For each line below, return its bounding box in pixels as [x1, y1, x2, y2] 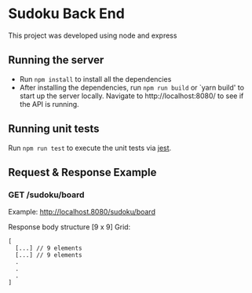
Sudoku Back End [8, 5, 126, 23]
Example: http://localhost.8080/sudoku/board [8, 207, 155, 217]
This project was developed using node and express [8, 31, 177, 40]
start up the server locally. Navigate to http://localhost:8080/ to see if [19, 91, 244, 101]
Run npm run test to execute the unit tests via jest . [8, 143, 172, 152]
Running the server [8, 53, 104, 67]
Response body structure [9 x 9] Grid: [8, 222, 131, 232]
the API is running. [19, 99, 80, 108]
